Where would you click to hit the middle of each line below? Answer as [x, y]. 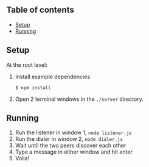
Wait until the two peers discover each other [71, 146]
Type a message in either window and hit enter [74, 152]
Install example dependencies [52, 77]
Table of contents [40, 10]
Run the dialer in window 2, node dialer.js [69, 139]
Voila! [22, 158]
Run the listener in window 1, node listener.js [73, 132]
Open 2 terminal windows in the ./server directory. [79, 99]
